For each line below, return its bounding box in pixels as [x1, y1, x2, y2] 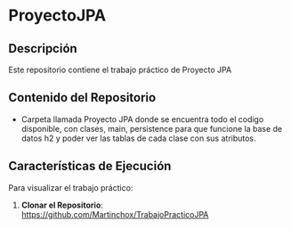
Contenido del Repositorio [8, 90, 157, 105]
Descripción [8, 41, 77, 56]
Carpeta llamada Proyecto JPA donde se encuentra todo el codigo [20, 113, 264, 125]
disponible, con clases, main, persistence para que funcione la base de [20, 123, 283, 134]
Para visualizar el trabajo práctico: [8, 182, 133, 192]
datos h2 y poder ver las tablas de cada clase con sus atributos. [20, 133, 256, 143]
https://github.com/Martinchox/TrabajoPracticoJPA [20, 209, 209, 219]
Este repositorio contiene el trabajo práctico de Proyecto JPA [8, 64, 232, 75]
